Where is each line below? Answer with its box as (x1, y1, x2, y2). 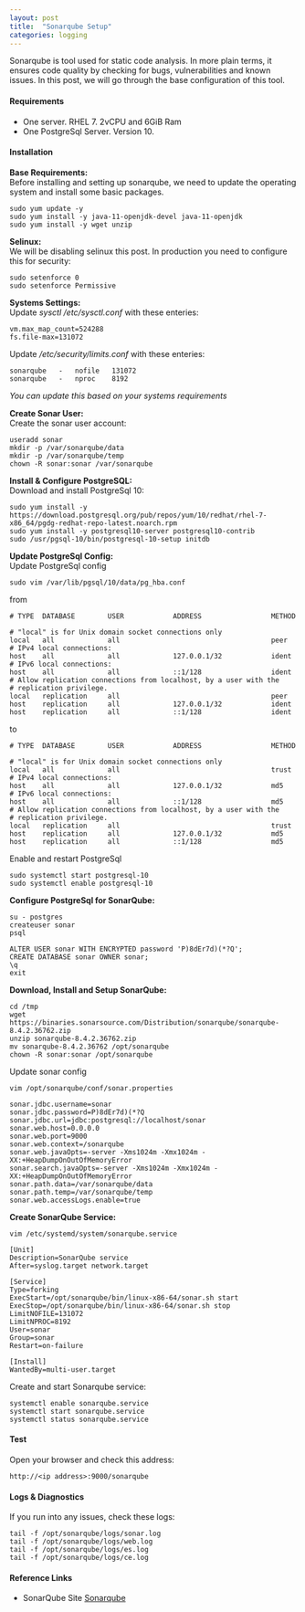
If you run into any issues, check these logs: (9, 1512, 175, 1522)
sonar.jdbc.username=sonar (9, 1100, 112, 1109)
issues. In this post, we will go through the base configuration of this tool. (9, 75, 286, 86)
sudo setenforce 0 (9, 273, 79, 282)
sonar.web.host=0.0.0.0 (9, 1123, 100, 1133)
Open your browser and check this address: (9, 1454, 175, 1465)
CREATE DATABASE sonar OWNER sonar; (9, 952, 149, 962)
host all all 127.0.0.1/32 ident (9, 651, 292, 660)
